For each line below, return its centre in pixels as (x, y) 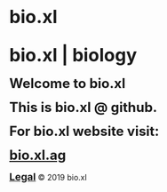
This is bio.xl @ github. (83, 107)
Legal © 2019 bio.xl (48, 177)
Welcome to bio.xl (68, 83)
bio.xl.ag (38, 155)
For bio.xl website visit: (84, 131)
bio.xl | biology (73, 55)
